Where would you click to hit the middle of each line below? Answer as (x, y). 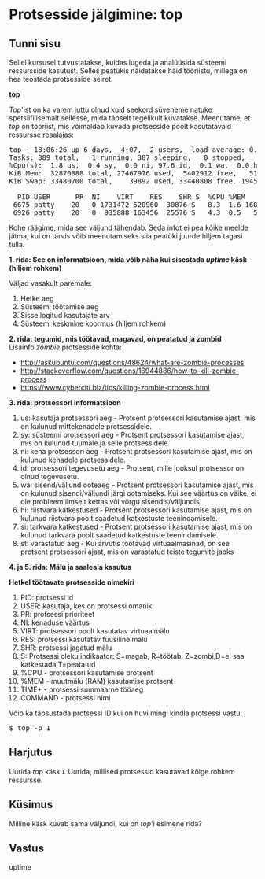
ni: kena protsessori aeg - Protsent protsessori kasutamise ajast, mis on (136, 451)
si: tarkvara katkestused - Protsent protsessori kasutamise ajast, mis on (136, 526)
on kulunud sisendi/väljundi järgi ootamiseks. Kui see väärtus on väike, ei (138, 493)
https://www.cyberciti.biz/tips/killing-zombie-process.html (115, 388)
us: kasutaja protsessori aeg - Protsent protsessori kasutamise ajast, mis (138, 418)
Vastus (26, 849)
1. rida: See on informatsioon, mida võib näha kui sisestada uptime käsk (128, 260)
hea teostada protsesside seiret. (61, 79)
